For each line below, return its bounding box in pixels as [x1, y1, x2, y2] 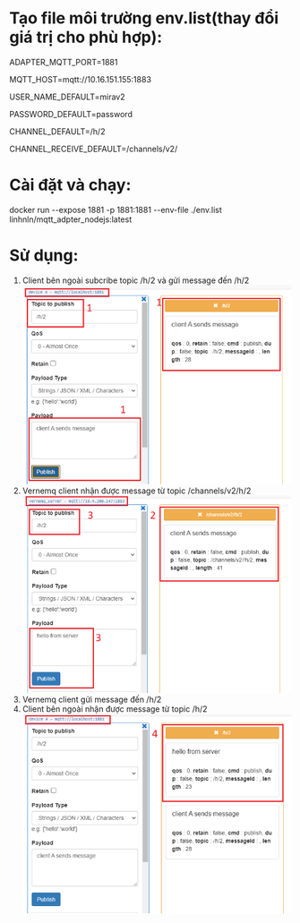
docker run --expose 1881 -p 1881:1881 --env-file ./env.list [9, 204, 222, 215]
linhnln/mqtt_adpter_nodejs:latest [9, 214, 133, 225]
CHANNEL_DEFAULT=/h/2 [9, 125, 106, 137]
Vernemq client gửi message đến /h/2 [21, 694, 162, 705]
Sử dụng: [9, 245, 79, 266]
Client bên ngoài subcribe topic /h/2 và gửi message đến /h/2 [21, 275, 250, 286]
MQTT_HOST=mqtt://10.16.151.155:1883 [9, 73, 152, 84]
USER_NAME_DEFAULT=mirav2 [9, 91, 125, 102]
